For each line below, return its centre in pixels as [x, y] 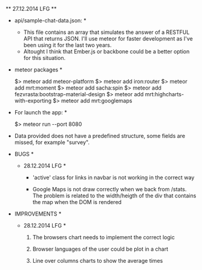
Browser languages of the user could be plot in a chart [100, 249]
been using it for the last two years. [67, 45]
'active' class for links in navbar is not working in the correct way [113, 177]
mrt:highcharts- [165, 94]
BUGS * [24, 154]
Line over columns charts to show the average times [98, 261]
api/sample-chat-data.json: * [50, 20]
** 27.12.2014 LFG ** [31, 9]
